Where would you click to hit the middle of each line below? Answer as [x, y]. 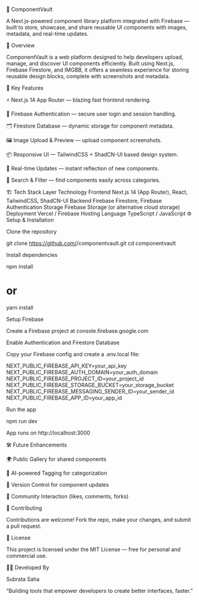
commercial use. [27, 555]
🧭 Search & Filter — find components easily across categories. [83, 180]
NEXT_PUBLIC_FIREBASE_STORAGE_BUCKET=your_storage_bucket [90, 385]
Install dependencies [32, 255]
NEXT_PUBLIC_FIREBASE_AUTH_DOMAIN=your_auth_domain [82, 372]
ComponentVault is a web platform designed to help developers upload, [95, 57]
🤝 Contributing [24, 508]
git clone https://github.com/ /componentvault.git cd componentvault [91, 243]
